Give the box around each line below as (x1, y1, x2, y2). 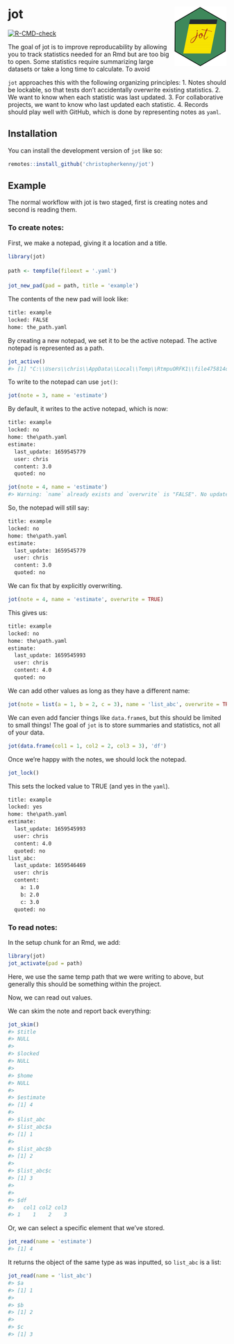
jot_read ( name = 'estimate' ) (8, 1238, 92, 1245)
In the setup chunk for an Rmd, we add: (8, 938, 121, 946)
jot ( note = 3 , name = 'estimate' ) (8, 392, 108, 399)
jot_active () (8, 358, 46, 365)
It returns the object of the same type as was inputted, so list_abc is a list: (8, 1258, 222, 1266)
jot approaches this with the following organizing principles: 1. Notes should (8, 78, 226, 86)
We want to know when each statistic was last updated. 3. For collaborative (8, 93, 224, 101)
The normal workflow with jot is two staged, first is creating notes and (8, 198, 208, 207)
